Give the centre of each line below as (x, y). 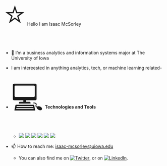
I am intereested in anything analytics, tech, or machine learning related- (87, 68)
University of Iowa (30, 58)
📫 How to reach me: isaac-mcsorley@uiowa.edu (62, 146)
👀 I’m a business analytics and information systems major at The (78, 53)
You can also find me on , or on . (73, 158)
